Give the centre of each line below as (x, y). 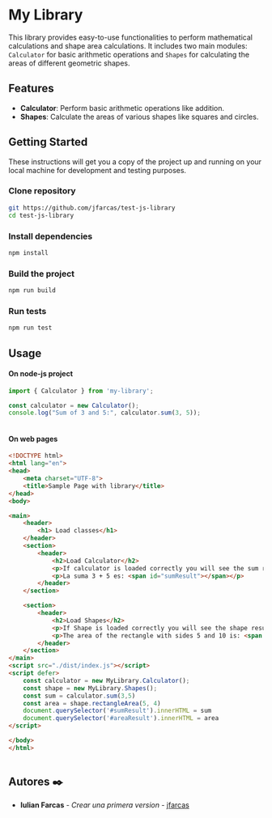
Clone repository (42, 191)
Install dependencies (51, 236)
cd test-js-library (41, 215)
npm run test (30, 328)
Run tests (28, 311)
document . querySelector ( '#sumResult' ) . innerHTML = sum (117, 711)
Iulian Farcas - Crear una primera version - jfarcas (105, 805)
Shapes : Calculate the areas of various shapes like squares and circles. (139, 117)
